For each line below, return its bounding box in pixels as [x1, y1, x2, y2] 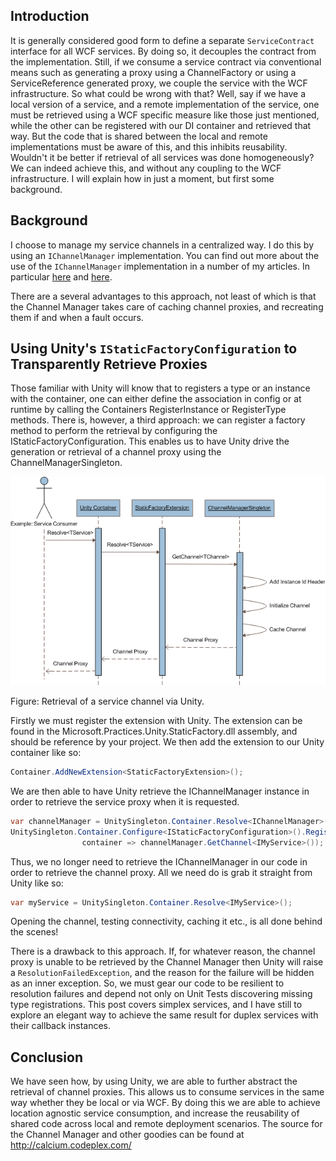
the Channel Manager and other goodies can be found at [10, 1129, 245, 1141]
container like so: [10, 747, 82, 759]
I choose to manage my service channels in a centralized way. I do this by [10, 239, 314, 251]
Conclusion [10, 1049, 84, 1066]
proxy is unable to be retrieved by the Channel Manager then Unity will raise [10, 956, 324, 968]
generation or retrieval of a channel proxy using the [10, 446, 222, 458]
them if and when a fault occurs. [10, 311, 144, 323]
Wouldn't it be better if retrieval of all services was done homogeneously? [10, 151, 315, 163]
